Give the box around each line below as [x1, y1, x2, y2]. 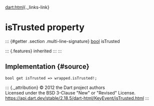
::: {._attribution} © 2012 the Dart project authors [5, 84, 105, 90]
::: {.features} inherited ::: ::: [5, 47, 62, 54]
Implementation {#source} [5, 62, 90, 71]
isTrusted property [5, 22, 85, 33]
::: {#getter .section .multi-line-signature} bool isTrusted [5, 38, 120, 44]
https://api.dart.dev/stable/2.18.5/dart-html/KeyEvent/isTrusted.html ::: [5, 95, 149, 101]
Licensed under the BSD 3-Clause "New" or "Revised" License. [5, 89, 136, 95]
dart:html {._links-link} [5, 4, 50, 10]
